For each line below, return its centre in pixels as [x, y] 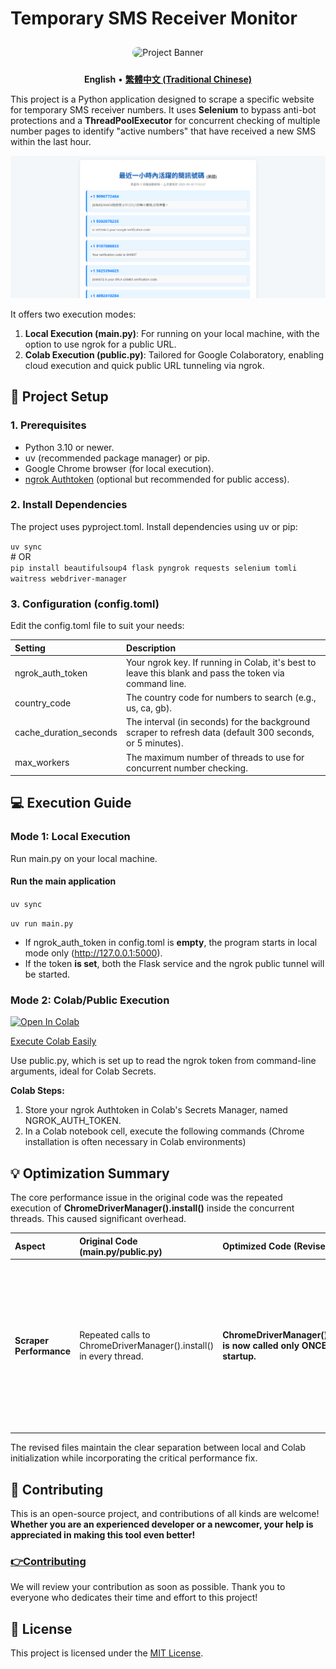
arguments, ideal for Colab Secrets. [83, 1071]
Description [151, 648]
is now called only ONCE [275, 1346]
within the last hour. [51, 141]
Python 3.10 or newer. [69, 447]
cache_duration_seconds [66, 733]
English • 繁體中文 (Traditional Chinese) [168, 79]
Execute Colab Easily [53, 1041]
